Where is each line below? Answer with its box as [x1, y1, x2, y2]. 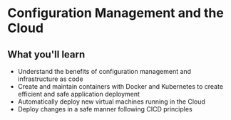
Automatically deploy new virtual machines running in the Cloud [17, 97, 205, 106]
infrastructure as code [17, 75, 83, 83]
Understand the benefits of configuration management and [17, 67, 191, 75]
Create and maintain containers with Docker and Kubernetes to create [17, 82, 223, 90]
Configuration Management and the [7, 5, 225, 21]
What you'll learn [7, 48, 86, 60]
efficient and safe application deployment [17, 90, 140, 98]
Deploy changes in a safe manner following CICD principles [17, 105, 192, 113]
